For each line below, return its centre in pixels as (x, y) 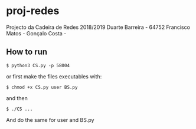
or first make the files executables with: (54, 76)
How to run (27, 52)
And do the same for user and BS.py (50, 120)
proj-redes (33, 11)
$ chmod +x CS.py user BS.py (42, 87)
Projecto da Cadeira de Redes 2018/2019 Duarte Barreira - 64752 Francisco (98, 27)
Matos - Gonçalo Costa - (36, 33)
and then (17, 98)
